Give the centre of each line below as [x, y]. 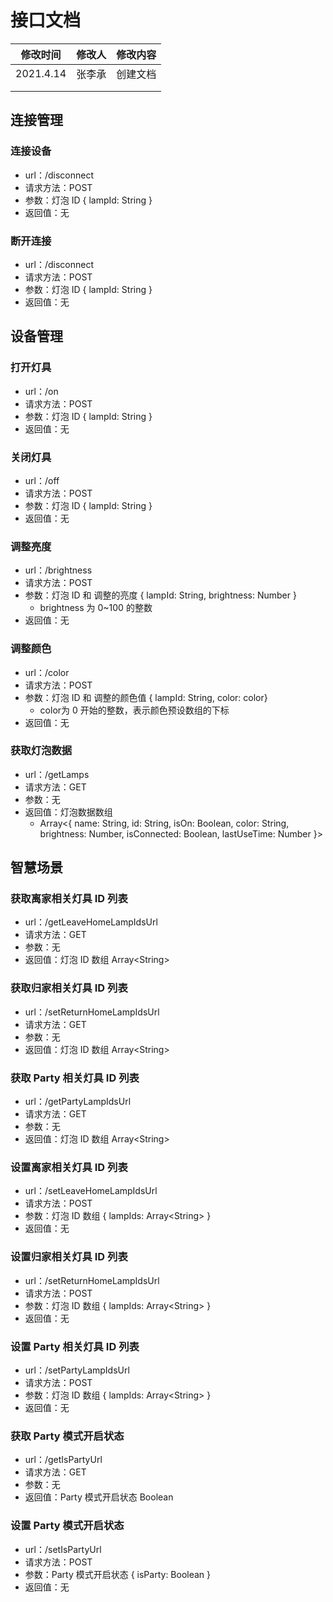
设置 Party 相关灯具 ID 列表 [75, 1346]
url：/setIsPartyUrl [63, 1549]
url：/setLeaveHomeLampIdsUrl [91, 1191]
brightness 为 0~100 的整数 [96, 608]
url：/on [41, 391]
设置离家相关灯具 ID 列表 [69, 1167]
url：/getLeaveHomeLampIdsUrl [91, 922]
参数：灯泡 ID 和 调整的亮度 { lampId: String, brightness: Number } [160, 595]
